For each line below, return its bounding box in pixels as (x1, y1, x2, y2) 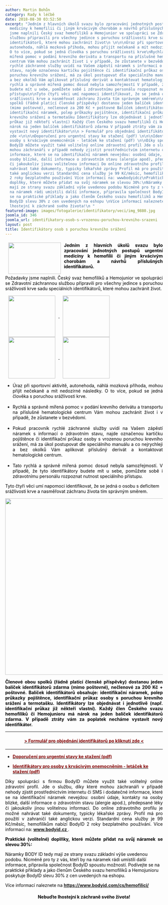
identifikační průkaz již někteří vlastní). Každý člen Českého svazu (5, 705, 163, 711)
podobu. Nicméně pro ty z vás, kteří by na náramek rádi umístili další (5, 857, 146, 863)
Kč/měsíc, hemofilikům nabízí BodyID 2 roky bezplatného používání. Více (5, 821, 163, 827)
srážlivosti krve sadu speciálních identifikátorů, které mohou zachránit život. (5, 285, 162, 291)
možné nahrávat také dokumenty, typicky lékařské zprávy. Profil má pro (5, 811, 163, 817)
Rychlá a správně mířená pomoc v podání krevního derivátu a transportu (12, 404, 163, 410)
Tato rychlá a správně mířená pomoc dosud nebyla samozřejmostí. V (12, 463, 163, 469)
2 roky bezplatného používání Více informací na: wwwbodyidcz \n (9, 175, 146, 181)
